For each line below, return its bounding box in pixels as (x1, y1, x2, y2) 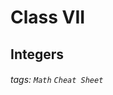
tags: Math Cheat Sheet (10, 74, 104, 86)
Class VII (10, 6, 86, 29)
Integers (10, 46, 65, 63)
